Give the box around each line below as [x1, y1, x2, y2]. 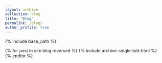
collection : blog [5, 12, 41, 16]
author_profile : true [5, 25, 49, 30]
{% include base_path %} [5, 38, 57, 44]
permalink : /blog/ [5, 20, 43, 26]
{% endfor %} [5, 53, 33, 59]
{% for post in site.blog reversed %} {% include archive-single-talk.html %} [5, 48, 158, 54]
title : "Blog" [5, 16, 34, 21]
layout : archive [5, 7, 38, 12]
